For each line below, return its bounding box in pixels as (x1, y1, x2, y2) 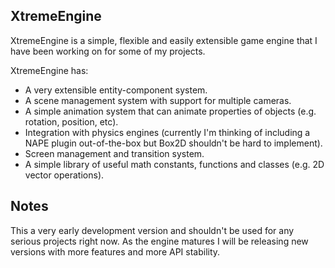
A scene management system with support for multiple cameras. (24, 94, 292, 106)
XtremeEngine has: (10, 64, 89, 76)
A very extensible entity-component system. (24, 84, 208, 96)
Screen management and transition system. (24, 147, 205, 159)
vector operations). (24, 169, 105, 181)
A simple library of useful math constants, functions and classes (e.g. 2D (24, 158, 325, 170)
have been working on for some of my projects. (10, 45, 206, 57)
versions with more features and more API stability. (10, 245, 221, 258)
